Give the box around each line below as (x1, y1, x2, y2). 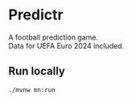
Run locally (8, 65, 66, 78)
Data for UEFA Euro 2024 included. (8, 40, 125, 50)
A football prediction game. (8, 32, 99, 42)
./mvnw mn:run (8, 86, 56, 94)
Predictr (8, 6, 64, 24)
